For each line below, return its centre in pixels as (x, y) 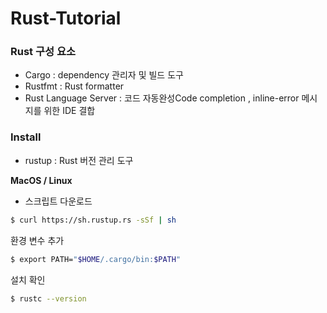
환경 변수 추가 (37, 240)
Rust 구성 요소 (43, 52)
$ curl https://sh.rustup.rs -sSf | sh (93, 220)
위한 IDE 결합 (69, 111)
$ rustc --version (48, 298)
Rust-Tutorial (66, 18)
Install (26, 137)
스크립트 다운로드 (58, 201)
